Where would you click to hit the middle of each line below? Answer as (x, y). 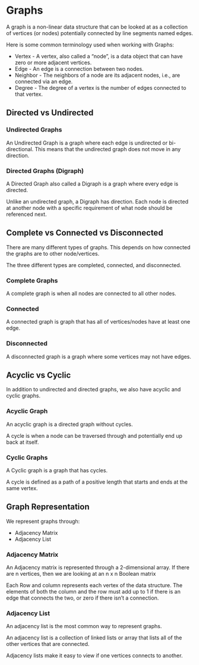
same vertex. (22, 488)
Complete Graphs (32, 280)
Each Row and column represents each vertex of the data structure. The (94, 585)
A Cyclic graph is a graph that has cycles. (57, 470)
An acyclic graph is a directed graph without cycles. (70, 424)
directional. (20, 149)
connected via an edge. (44, 81)
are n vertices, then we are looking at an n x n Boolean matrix (81, 574)
